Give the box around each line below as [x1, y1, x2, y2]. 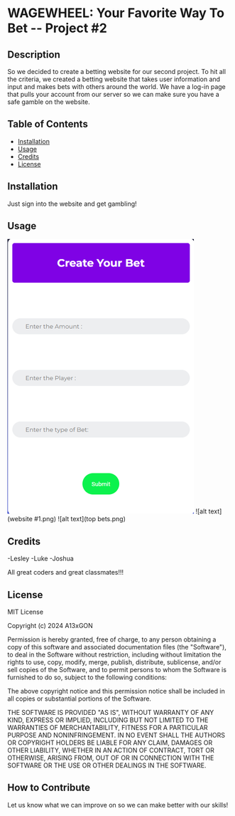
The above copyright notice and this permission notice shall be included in [7, 687, 225, 696]
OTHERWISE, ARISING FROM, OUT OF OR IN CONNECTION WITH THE [7, 753, 214, 763]
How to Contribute [7, 782, 91, 794]
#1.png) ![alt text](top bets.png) [34, 515, 126, 523]
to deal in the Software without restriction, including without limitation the [7, 650, 222, 659]
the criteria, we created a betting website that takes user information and [7, 75, 221, 83]
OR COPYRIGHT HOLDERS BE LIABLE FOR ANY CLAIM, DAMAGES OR [7, 738, 213, 747]
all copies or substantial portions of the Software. [7, 694, 151, 703]
